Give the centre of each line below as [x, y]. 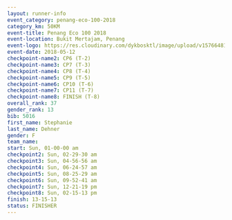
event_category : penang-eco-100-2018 [61, 20]
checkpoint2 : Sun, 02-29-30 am [52, 155]
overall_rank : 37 [32, 103]
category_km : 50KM [33, 26]
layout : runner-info [37, 13]
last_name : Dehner [33, 129]
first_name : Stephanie [40, 122]
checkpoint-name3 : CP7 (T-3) [49, 65]
